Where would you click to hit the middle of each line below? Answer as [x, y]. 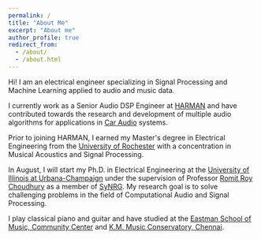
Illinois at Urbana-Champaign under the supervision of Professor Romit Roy [130, 177]
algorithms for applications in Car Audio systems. [88, 122]
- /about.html [38, 60]
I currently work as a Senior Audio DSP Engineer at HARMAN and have [123, 105]
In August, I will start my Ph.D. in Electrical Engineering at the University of [129, 170]
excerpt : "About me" [42, 30]
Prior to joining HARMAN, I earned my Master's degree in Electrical [117, 137]
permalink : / [30, 15]
